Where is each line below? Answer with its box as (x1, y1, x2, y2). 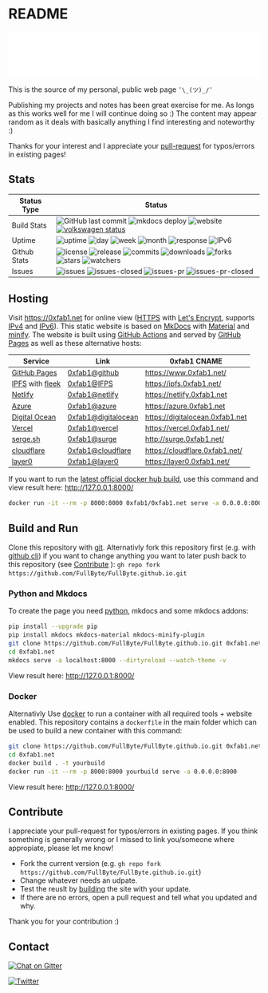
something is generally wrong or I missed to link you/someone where (8, 835, 235, 844)
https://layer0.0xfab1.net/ (144, 456, 230, 466)
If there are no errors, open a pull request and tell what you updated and (19, 892, 258, 903)
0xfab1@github (67, 367, 120, 377)
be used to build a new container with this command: (8, 726, 183, 736)
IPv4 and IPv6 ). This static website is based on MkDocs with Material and (8, 321, 250, 332)
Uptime (11, 236, 36, 245)
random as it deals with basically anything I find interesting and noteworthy (8, 117, 255, 126)
